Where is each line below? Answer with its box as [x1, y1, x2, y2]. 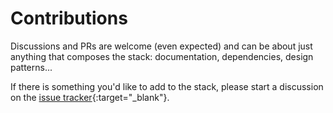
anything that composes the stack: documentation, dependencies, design [10, 50, 314, 62]
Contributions [10, 7, 128, 30]
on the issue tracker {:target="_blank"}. [10, 91, 170, 103]
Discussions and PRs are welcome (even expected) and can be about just [10, 40, 313, 52]
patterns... [10, 61, 53, 73]
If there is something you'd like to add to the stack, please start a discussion [10, 80, 324, 92]
